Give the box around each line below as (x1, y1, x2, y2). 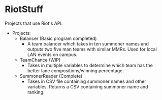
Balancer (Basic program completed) (19, 35, 97, 41)
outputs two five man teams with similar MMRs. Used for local (27, 46, 157, 52)
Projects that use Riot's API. (5, 20, 63, 26)
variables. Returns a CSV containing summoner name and (27, 83, 148, 89)
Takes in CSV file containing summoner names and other (27, 78, 147, 84)
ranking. (27, 89, 45, 95)
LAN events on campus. (27, 52, 78, 58)
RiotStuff (5, 4, 44, 15)
